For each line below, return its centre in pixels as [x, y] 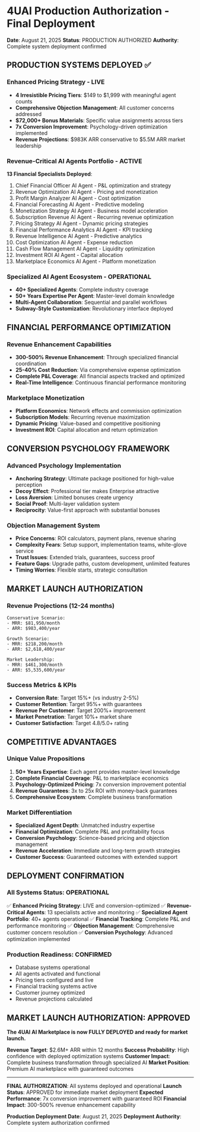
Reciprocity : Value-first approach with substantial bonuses [88, 510]
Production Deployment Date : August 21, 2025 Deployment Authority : [94, 1116]
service [25, 551]
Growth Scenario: [28, 639]
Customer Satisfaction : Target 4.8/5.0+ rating [72, 723]
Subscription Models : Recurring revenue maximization [82, 417]
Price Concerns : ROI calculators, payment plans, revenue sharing [96, 538]
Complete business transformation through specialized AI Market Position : [99, 1062]
